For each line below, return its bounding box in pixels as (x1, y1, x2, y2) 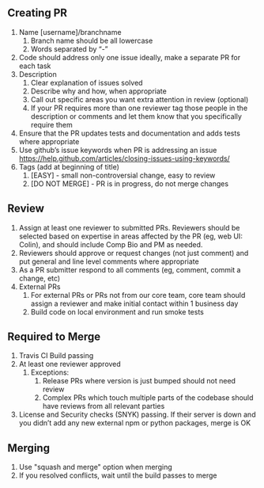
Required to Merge (7, 330, 101, 344)
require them (30, 120, 73, 129)
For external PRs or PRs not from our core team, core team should (30, 290, 246, 299)
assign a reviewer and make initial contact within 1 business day (30, 299, 239, 308)
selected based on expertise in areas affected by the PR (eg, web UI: (18, 231, 243, 241)
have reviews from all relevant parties (42, 402, 165, 411)
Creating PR (7, 6, 68, 20)
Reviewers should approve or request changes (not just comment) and (18, 248, 249, 257)
